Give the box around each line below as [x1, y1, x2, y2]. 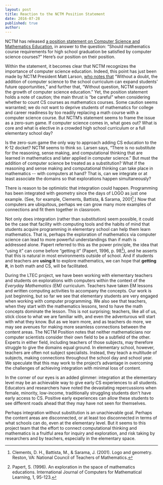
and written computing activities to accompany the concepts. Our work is [5, 288, 152, 294]
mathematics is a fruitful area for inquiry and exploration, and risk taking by [5, 430, 155, 436]
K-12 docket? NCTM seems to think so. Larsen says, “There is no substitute [5, 145, 156, 151]
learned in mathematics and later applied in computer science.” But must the [5, 155, 158, 161]
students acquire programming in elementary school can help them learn [5, 226, 151, 232]
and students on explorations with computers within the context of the [5, 277, 146, 284]
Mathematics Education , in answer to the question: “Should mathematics [5, 44, 150, 49]
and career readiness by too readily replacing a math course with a [5, 110, 139, 115]
